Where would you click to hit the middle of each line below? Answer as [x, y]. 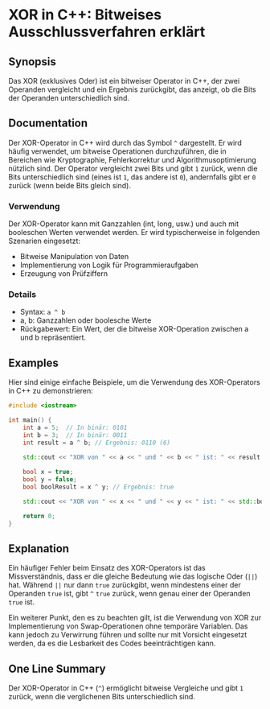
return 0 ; [39, 516]
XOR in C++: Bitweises [85, 15]
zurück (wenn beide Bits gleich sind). [70, 185]
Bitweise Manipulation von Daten [74, 257]
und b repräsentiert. [53, 338]
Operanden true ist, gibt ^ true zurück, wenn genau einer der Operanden [129, 594]
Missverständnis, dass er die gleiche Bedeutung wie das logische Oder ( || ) [133, 576]
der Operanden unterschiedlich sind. [69, 98]
